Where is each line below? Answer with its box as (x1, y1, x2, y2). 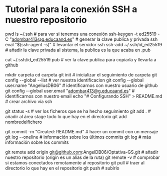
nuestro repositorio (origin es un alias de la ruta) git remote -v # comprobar (5, 154, 160, 160)
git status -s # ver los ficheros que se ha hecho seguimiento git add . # (5, 108, 151, 114)
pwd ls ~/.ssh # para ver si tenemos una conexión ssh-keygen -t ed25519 (5, 31, 156, 37)
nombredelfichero (5, 119, 42, 125)
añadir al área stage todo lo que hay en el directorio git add (5, 113, 127, 119)
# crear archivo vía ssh (5, 98, 52, 104)
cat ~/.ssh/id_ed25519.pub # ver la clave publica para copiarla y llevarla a (5, 56, 156, 62)
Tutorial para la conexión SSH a (5, 4, 137, 15)
